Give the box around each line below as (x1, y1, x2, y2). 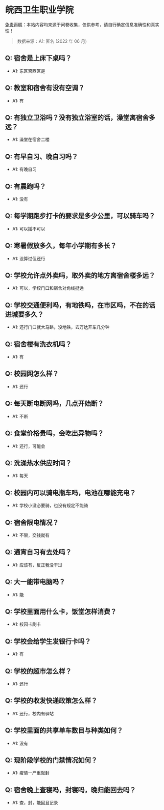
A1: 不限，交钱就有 (12, 532, 50, 538)
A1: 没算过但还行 (12, 255, 46, 261)
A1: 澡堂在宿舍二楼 (12, 137, 50, 142)
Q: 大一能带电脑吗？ (5, 578, 66, 586)
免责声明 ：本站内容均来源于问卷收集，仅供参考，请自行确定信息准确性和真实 (5, 22, 160, 28)
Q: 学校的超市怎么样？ (5, 667, 72, 675)
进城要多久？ (5, 310, 44, 318)
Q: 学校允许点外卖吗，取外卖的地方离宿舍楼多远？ (5, 271, 156, 280)
